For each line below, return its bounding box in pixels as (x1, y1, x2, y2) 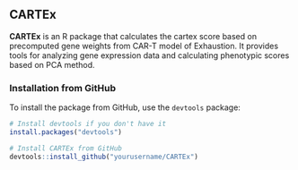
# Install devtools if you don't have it (9, 120, 167, 129)
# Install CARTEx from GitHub (9, 143, 123, 153)
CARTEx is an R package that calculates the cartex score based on (9, 30, 258, 41)
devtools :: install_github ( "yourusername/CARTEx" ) (9, 152, 199, 161)
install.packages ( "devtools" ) (9, 127, 123, 137)
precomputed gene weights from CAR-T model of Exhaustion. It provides (9, 40, 279, 51)
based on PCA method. (9, 59, 96, 70)
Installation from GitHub (9, 81, 117, 94)
